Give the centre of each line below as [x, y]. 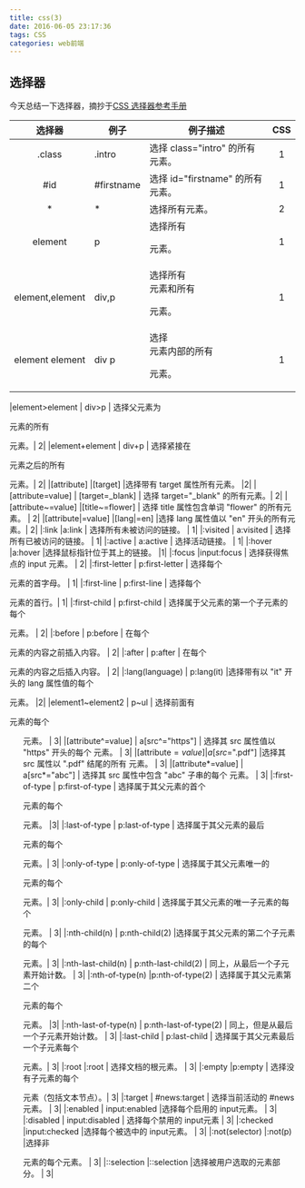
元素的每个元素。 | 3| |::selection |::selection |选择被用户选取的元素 [148, 1163]
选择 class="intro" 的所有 [202, 148]
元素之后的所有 [37, 465]
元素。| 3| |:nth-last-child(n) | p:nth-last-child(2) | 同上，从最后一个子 [152, 964]
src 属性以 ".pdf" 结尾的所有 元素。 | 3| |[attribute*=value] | [133, 764]
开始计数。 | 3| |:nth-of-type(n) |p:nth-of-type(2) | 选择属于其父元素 [157, 975]
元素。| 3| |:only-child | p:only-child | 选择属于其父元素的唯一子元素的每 [156, 902]
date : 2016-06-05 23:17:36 [60, 26]
